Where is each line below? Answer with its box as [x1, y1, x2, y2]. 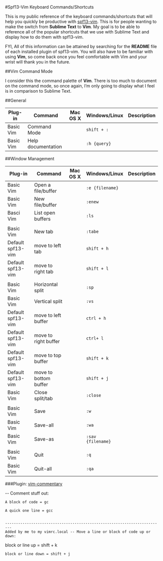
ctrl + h [86, 315, 106, 321]
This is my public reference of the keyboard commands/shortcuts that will [5, 14, 153, 19]
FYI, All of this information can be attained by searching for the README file [5, 44, 157, 49]
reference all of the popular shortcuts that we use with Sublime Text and [5, 29, 149, 34]
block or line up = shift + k [5, 542, 57, 548]
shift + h [86, 246, 109, 251]
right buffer [34, 338, 60, 345]
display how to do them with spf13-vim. [5, 34, 84, 40]
